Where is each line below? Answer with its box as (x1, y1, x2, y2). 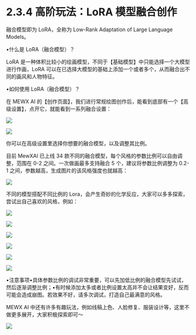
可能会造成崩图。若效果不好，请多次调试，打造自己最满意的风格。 (6, 291, 165, 298)
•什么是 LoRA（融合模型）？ (6, 45, 75, 53)
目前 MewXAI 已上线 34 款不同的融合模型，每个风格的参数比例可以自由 (6, 152, 178, 159)
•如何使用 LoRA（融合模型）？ (6, 85, 80, 92)
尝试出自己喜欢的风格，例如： (6, 197, 78, 205)
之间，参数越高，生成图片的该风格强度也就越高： (9, 167, 128, 174)
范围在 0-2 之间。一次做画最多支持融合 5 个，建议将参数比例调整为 (16, 159, 178, 166)
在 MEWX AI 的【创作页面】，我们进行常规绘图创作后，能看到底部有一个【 (6, 98, 184, 105)
